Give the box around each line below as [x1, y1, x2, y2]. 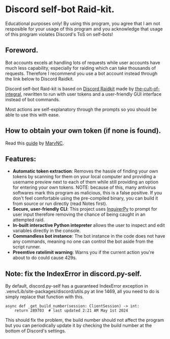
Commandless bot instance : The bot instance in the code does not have [12, 233, 165, 239]
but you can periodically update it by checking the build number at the [5, 322, 152, 329]
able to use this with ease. [5, 111, 60, 118]
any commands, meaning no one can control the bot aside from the [12, 238, 154, 245]
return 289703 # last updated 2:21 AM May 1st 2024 [14, 308, 128, 314]
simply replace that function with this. [5, 294, 84, 300]
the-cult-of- [135, 86, 160, 92]
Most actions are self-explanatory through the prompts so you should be [5, 106, 157, 112]
